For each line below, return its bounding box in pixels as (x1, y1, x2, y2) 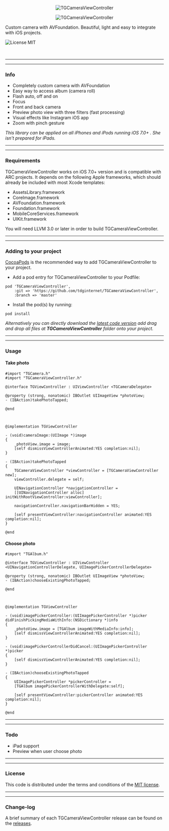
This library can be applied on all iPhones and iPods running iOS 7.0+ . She (5, 130, 161, 136)
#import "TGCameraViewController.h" (5, 376, 82, 381)
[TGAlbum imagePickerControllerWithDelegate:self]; (14, 684, 125, 689)
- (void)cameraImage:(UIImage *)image (5, 433, 87, 438)
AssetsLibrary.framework (12, 189, 65, 195)
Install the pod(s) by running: (12, 301, 72, 307)
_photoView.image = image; (14, 442, 71, 447)
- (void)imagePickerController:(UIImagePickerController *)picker (5, 613, 147, 618)
